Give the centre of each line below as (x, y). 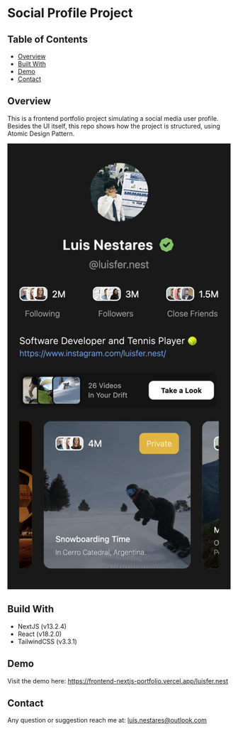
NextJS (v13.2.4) (42, 626)
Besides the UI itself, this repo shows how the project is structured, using (114, 126)
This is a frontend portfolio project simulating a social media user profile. (113, 118)
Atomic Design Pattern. (41, 134)
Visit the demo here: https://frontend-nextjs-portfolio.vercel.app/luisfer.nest (118, 681)
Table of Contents (48, 39)
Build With (31, 609)
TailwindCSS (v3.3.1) (47, 641)
